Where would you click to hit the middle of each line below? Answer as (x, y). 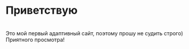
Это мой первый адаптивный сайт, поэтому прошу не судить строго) (94, 33)
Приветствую (42, 10)
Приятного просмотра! (35, 39)
